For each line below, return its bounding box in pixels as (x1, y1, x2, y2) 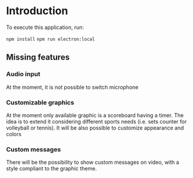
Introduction (6, 4, 68, 18)
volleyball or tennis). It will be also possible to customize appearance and (6, 124, 184, 131)
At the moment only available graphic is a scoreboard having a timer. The (6, 111, 184, 119)
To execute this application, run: (6, 24, 84, 31)
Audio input (6, 70, 41, 78)
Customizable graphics (6, 98, 74, 106)
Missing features (6, 52, 70, 63)
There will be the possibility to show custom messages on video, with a (6, 158, 179, 166)
